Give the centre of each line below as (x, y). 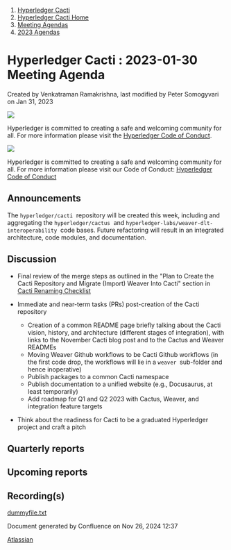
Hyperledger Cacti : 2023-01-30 (102, 60)
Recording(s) (36, 496)
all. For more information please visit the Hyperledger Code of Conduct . (110, 135)
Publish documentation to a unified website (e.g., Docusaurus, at (120, 384)
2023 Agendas (38, 32)
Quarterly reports (46, 448)
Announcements (44, 198)
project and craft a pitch (52, 427)
